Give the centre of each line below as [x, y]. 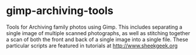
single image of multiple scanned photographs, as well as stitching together [98, 33]
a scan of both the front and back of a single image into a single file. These [97, 39]
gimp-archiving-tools [60, 11]
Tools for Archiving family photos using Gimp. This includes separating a [94, 27]
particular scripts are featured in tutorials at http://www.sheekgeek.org [92, 46]
